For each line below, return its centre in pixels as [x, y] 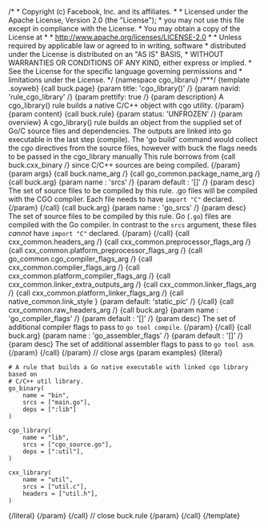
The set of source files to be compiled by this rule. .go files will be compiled [133, 191]
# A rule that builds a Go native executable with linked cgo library [128, 368]
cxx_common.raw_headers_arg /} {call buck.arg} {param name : [113, 310]
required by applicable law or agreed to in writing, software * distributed [127, 46]
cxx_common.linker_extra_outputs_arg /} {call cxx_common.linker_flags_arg [132, 284]
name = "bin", [46, 396]
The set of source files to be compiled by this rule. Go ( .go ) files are [120, 216]
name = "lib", [46, 437]
